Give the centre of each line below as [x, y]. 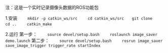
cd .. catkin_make [29, 24]
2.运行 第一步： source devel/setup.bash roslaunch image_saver [81, 34]
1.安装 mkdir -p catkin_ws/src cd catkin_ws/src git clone [79, 18]
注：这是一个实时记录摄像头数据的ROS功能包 [52, 7]
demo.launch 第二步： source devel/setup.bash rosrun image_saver [84, 40]
